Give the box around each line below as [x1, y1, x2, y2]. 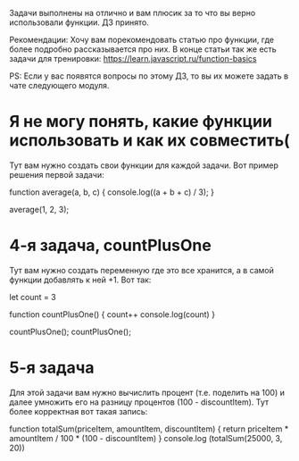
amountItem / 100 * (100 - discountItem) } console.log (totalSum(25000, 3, [9, 432, 283, 443]
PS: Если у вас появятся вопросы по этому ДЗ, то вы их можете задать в [9, 71, 288, 81]
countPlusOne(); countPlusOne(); [9, 326, 132, 337]
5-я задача [9, 357, 95, 378]
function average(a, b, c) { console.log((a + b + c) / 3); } [9, 187, 214, 197]
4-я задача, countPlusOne [9, 236, 212, 256]
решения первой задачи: [9, 169, 104, 180]
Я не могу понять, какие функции [9, 112, 272, 132]
